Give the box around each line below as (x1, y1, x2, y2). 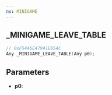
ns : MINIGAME (6, 8, 38, 15)
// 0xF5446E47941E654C (6, 45, 61, 51)
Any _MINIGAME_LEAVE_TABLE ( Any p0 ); (6, 51, 95, 57)
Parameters (6, 67, 50, 77)
